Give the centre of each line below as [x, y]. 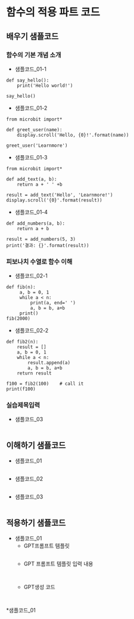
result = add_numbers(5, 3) [41, 239]
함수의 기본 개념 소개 [34, 55]
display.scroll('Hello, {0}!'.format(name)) [73, 135]
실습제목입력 [23, 405]
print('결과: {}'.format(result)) [48, 245]
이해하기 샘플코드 [36, 445]
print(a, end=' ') [53, 303]
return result [34, 373]
